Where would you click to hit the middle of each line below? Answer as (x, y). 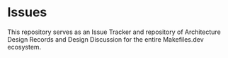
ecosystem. (24, 47)
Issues (27, 12)
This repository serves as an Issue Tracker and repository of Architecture (114, 32)
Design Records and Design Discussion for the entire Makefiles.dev (106, 39)
